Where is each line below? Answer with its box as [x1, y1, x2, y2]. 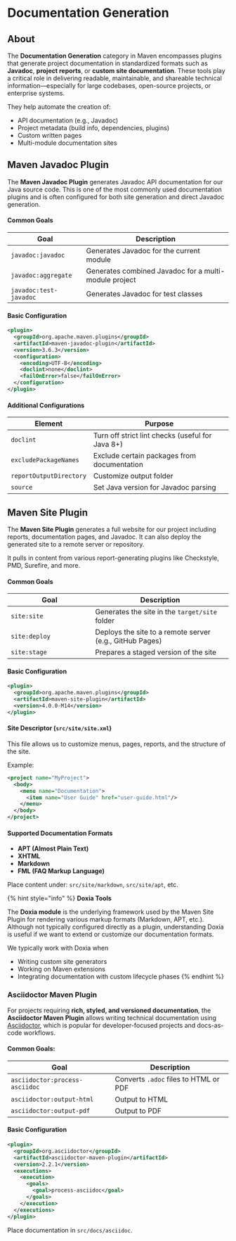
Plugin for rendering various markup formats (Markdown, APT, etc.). [7, 915, 204, 924]
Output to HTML [114, 1094, 169, 1104]
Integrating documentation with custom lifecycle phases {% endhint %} [17, 972, 225, 981]
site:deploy [11, 632, 51, 641]
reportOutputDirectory [11, 472, 86, 480]
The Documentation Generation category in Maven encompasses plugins [7, 51, 223, 60]
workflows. [23, 1029, 56, 1037]
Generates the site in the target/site [94, 607, 218, 617]
